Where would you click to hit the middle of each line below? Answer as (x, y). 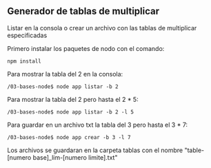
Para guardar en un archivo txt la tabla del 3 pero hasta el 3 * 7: (98, 125)
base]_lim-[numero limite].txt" (75, 157)
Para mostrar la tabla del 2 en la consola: (65, 74)
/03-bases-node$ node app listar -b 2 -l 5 (71, 112)
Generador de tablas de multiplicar (83, 11)
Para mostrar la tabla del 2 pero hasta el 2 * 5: (73, 99)
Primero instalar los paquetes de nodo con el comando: (86, 48)
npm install (24, 61)
